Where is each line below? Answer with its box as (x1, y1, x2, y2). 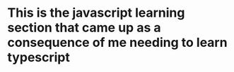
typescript (7, 50, 71, 66)
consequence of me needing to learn (7, 35, 228, 50)
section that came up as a (7, 20, 161, 36)
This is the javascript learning (7, 5, 185, 21)
